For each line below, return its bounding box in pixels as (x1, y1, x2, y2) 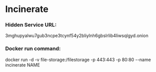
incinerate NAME (5, 61, 40, 68)
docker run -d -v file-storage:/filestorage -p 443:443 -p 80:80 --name (5, 56, 151, 62)
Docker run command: (5, 45, 61, 52)
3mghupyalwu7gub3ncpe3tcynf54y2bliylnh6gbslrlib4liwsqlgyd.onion (5, 32, 149, 38)
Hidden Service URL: (5, 21, 57, 28)
